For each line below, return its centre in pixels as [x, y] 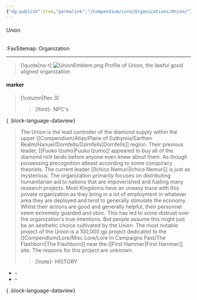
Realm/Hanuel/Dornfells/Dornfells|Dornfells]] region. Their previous [102, 145]
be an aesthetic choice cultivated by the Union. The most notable [99, 226]
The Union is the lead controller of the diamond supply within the [99, 132]
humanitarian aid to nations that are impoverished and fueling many [102, 182]
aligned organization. [46, 71]
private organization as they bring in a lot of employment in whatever [103, 195]
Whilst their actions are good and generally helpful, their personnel [101, 207]
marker [15, 85]
